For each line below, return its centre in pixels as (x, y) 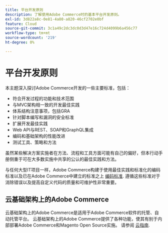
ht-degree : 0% (20, 42)
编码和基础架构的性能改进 (39, 136)
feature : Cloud (21, 24)
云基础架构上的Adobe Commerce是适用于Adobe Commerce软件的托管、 (80, 212)
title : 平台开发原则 (24, 10)
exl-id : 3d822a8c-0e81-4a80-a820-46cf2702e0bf (54, 19)
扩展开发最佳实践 (30, 123)
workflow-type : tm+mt (28, 33)
